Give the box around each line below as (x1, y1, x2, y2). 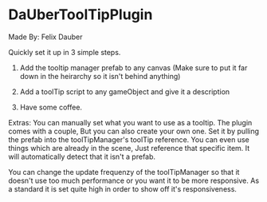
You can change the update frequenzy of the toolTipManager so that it (8, 167, 240, 176)
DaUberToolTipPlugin (8, 6, 153, 24)
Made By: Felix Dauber (8, 32, 83, 42)
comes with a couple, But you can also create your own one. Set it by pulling (8, 126, 260, 136)
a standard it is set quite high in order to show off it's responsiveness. (8, 184, 238, 193)
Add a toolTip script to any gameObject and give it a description (19, 86, 230, 97)
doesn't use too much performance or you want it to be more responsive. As (8, 176, 260, 185)
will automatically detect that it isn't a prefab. (8, 152, 156, 161)
